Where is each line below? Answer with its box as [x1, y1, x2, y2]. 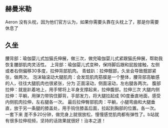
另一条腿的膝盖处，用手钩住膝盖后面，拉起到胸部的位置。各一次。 [22, 105, 158, 111]
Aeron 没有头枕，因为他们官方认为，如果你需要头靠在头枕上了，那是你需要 [5, 19, 159, 25]
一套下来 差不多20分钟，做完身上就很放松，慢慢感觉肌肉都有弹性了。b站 [5, 111, 155, 117]
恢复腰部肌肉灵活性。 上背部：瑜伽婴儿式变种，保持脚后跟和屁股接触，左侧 [5, 61, 160, 67]
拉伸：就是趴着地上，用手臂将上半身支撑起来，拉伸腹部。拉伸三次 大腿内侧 [5, 86, 160, 92]
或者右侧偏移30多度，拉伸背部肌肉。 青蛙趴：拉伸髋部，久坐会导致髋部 [5, 68, 152, 74]
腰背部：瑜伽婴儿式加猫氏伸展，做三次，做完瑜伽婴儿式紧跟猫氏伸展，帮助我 [5, 55, 163, 61]
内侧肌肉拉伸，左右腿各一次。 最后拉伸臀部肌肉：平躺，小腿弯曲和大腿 [5, 99, 151, 105]
